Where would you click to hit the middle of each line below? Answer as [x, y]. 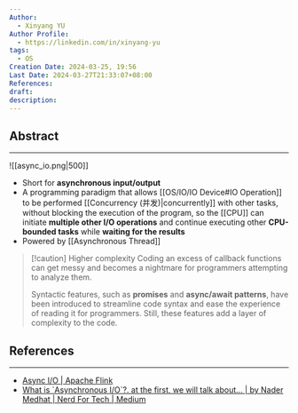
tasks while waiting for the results [121, 232]
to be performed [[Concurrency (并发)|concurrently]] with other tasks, [150, 203]
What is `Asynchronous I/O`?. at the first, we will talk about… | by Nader [153, 390]
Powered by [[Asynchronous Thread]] [91, 242]
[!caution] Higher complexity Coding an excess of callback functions [156, 258]
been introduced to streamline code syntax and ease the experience [156, 304]
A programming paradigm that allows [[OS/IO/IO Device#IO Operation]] [152, 193]
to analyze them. [61, 277]
